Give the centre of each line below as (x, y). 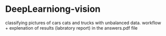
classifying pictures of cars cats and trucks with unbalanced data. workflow (83, 23)
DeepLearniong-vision (53, 9)
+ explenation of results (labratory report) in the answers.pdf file (71, 28)
